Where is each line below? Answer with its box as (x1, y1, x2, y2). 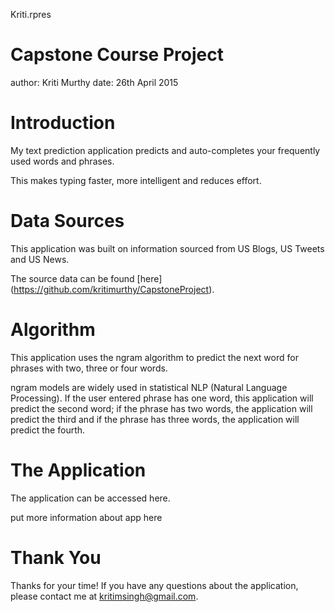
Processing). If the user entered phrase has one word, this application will (10, 392, 314, 404)
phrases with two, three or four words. (10, 362, 168, 374)
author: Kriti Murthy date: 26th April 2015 (10, 76, 179, 88)
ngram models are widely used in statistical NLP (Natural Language (10, 381, 288, 393)
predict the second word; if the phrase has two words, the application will (10, 402, 313, 414)
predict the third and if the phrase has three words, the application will (10, 413, 300, 425)
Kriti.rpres (10, 9, 52, 20)
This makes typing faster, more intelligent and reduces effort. (10, 174, 262, 186)
